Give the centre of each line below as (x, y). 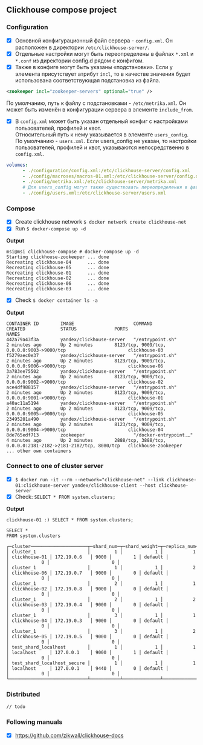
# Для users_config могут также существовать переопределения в (105, 187)
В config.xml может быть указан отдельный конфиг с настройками (101, 121)
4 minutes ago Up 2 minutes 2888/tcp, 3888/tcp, (86, 440)
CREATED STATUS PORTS (67, 329)
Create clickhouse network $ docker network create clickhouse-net (101, 222)
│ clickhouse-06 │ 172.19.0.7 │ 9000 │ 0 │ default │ (88, 573)
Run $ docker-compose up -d (50, 229)
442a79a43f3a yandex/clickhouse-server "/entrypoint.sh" (92, 339)
